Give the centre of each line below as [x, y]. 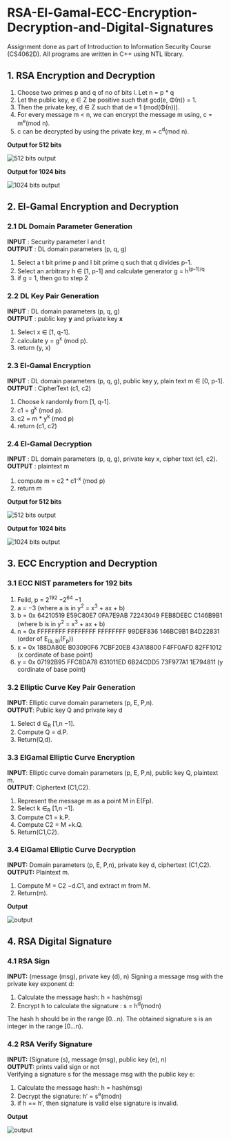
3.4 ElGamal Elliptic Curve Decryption [72, 850]
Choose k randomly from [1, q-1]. [64, 401]
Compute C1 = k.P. [43, 817]
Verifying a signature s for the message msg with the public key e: [101, 1074]
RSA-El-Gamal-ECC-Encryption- [102, 13]
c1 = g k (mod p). [40, 410]
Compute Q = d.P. [43, 732]
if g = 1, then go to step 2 [52, 278]
